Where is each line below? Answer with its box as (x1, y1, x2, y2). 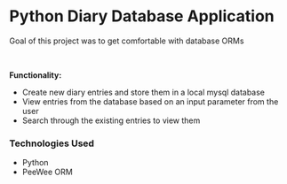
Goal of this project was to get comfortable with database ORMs (9, 35, 244, 46)
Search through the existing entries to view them (21, 115, 201, 126)
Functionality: (9, 69, 62, 80)
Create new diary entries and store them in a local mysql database (21, 87, 265, 97)
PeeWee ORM (21, 166, 73, 178)
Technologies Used (9, 137, 95, 149)
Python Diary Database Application (9, 6, 275, 27)
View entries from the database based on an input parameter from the (21, 96, 279, 107)
